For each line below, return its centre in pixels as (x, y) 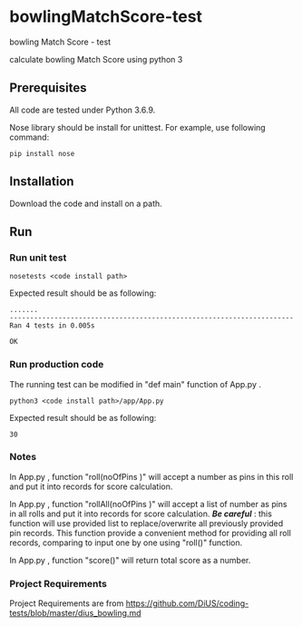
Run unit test (38, 258)
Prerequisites (48, 88)
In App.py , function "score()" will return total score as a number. (130, 560)
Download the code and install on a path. (86, 203)
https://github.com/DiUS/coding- (187, 603)
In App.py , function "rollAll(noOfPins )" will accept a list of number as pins (148, 504)
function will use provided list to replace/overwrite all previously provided (146, 523)
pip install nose (42, 153)
